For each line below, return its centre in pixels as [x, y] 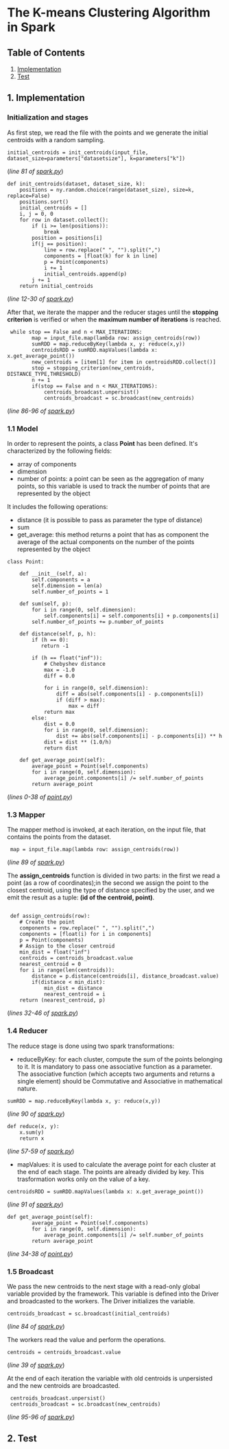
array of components [47, 464]
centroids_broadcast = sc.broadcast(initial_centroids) [88, 1314]
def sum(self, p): [46, 604]
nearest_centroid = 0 [50, 964]
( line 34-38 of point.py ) [40, 1254]
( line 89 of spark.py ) [36, 862]
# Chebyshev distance [75, 664]
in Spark [32, 27]
